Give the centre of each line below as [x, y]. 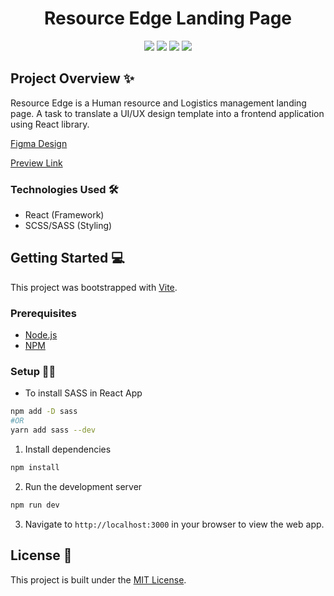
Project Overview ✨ [72, 78]
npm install [35, 468]
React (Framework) [64, 215]
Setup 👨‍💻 [33, 372]
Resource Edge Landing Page [168, 18]
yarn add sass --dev [53, 430]
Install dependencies [68, 449]
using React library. [50, 124]
